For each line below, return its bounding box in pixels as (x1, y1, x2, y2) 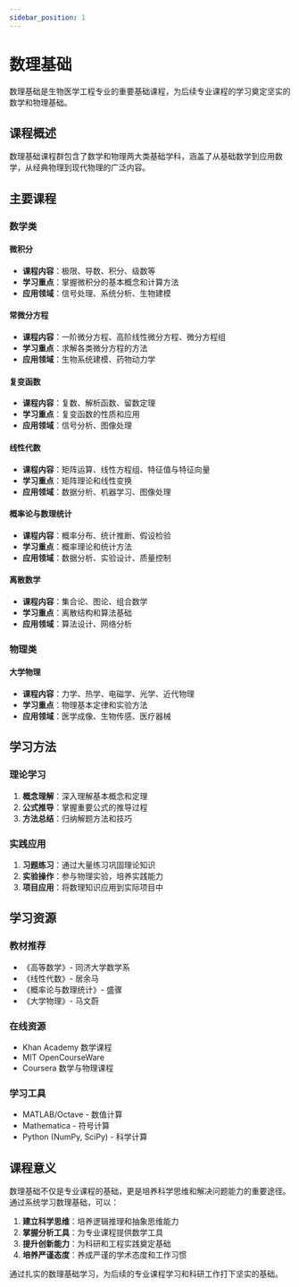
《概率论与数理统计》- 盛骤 (21, 984, 123, 994)
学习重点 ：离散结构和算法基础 (21, 607, 132, 618)
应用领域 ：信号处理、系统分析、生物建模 (21, 287, 171, 298)
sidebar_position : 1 (9, 13, 87, 22)
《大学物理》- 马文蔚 (21, 995, 100, 1006)
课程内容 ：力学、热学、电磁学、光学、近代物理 (21, 688, 195, 699)
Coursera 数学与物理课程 (21, 1062, 114, 1073)
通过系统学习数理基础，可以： (9, 1197, 119, 1208)
